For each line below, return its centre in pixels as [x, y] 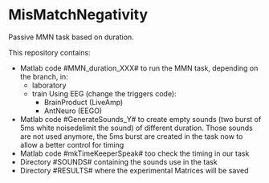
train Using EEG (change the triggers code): [104, 93]
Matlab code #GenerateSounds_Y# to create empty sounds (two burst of [141, 119]
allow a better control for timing [72, 144]
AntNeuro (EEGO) [73, 111]
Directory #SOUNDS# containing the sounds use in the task [119, 161]
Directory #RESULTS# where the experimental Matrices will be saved [134, 170]
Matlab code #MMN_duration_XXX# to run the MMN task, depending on [139, 68]
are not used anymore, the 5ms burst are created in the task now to [131, 136]
